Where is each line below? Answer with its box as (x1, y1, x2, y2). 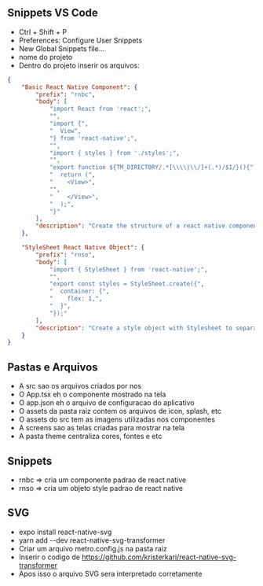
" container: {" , (49, 287, 110, 296)
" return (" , (49, 171, 96, 179)
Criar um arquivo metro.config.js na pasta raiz (18, 544, 168, 553)
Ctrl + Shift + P (18, 27, 68, 36)
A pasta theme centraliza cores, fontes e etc (18, 432, 163, 441)
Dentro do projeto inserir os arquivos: (18, 61, 141, 70)
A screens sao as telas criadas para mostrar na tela (18, 423, 185, 433)
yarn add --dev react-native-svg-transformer (18, 535, 166, 545)
